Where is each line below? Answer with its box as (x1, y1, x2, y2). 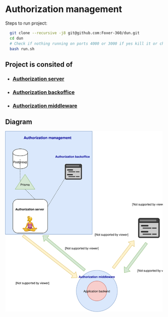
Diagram (5, 117, 32, 126)
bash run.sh (9, 46, 35, 51)
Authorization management (5, 4, 122, 15)
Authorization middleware (12, 102, 77, 109)
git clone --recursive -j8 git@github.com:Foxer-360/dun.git (9, 30, 140, 36)
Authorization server (12, 75, 64, 82)
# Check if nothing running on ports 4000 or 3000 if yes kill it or (9, 41, 157, 46)
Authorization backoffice (12, 89, 75, 96)
